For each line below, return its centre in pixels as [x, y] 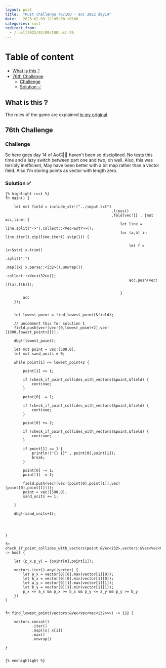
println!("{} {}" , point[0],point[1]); [74, 453]
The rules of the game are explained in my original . [57, 115]
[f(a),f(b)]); [20, 285]
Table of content [40, 57]
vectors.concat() [32, 622]
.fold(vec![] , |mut [132, 215]
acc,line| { [17, 220]
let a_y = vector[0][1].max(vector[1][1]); [68, 583]
